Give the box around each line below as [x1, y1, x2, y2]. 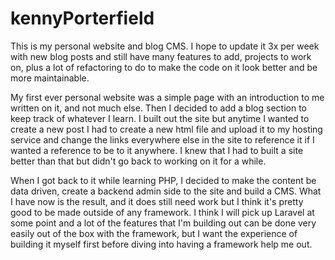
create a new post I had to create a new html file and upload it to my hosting [10, 123, 323, 135]
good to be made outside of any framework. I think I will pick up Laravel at [10, 206, 315, 218]
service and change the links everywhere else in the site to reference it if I [10, 133, 315, 146]
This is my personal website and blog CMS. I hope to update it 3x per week [10, 40, 320, 52]
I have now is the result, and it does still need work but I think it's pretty [10, 195, 304, 207]
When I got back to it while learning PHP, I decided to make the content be [10, 174, 317, 186]
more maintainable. [10, 72, 90, 84]
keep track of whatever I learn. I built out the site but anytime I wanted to [10, 112, 310, 124]
